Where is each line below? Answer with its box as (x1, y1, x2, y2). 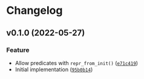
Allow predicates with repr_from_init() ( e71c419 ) (15, 59, 138, 66)
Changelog (6, 4, 63, 17)
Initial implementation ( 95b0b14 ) (15, 66, 93, 73)
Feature (6, 46, 30, 54)
